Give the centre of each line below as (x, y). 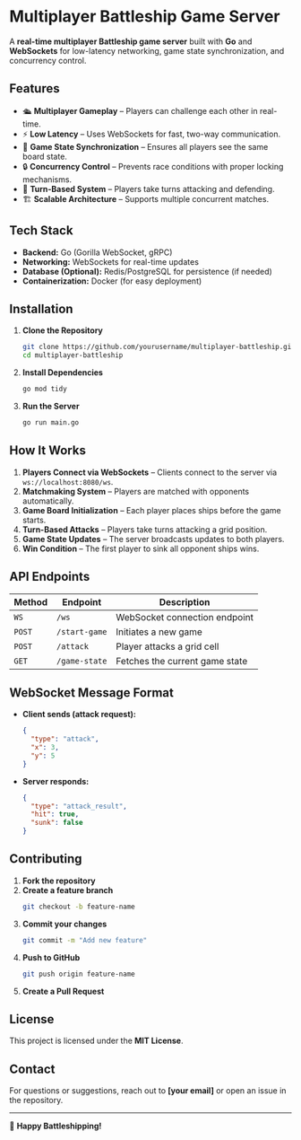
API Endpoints (50, 577)
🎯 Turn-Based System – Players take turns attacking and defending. (148, 189)
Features (34, 88)
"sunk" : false (57, 823)
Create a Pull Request (63, 991)
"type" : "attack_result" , (79, 806)
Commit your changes (64, 924)
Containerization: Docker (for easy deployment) (112, 281)
